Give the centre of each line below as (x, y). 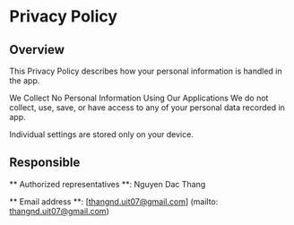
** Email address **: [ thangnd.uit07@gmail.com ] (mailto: (114, 201)
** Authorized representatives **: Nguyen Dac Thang (108, 184)
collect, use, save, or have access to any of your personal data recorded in (147, 108)
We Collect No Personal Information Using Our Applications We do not (139, 98)
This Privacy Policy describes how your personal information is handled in (146, 71)
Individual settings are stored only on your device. (102, 134)
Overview (37, 50)
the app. (25, 81)
